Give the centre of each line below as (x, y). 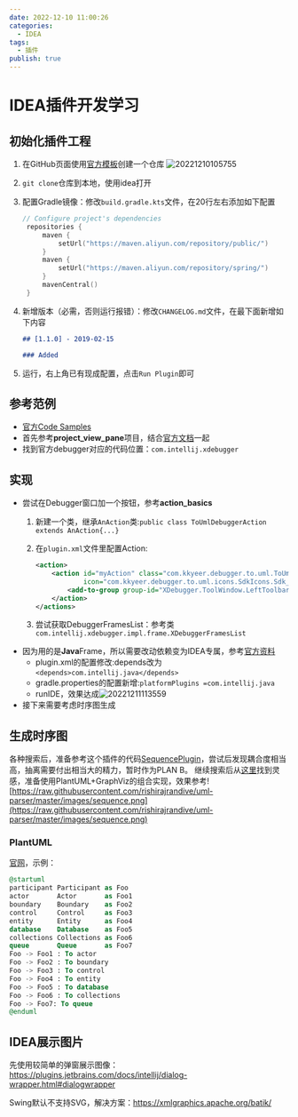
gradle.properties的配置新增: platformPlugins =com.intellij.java (155, 683)
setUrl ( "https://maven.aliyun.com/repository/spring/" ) (163, 268)
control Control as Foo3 (71, 913)
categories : (31, 26)
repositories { (54, 227)
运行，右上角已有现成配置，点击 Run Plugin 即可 (108, 373)
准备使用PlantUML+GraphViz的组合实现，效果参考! (117, 781)
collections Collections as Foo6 (71, 937)
